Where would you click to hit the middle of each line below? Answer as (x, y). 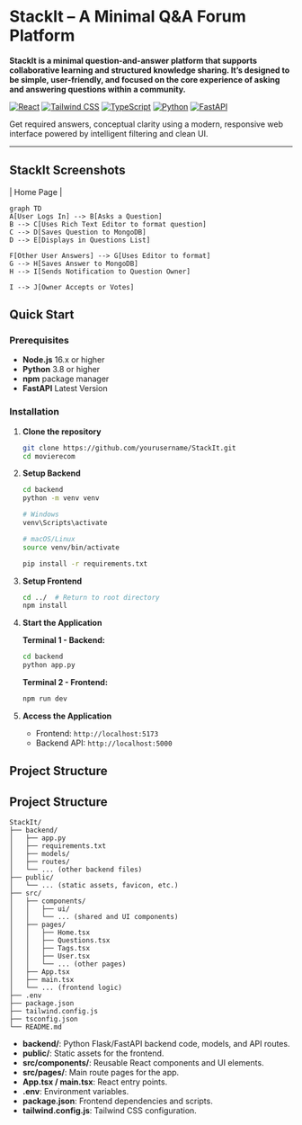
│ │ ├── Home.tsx (50, 933)
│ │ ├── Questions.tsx (60, 941)
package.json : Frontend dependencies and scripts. (117, 1101)
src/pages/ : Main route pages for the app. (101, 1073)
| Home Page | (36, 192)
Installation (35, 412)
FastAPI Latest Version (65, 388)
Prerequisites (39, 341)
